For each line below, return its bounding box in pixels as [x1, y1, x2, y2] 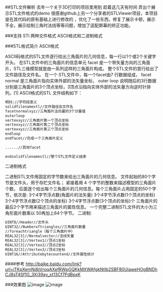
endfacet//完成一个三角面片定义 [5, 136, 63, 141]
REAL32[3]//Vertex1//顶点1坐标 [5, 238, 66, 243]
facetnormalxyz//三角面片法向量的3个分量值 [5, 109, 86, 113]
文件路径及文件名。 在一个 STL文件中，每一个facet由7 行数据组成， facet [5, 72, 152, 77]
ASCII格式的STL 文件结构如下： [19, 90, 83, 96]
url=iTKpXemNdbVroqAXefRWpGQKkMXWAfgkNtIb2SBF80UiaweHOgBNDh [5, 267, 158, 273]
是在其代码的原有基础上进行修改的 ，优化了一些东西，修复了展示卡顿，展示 [5, 17, 156, 22]
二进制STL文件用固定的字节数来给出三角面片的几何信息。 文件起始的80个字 [5, 174, 156, 180]
